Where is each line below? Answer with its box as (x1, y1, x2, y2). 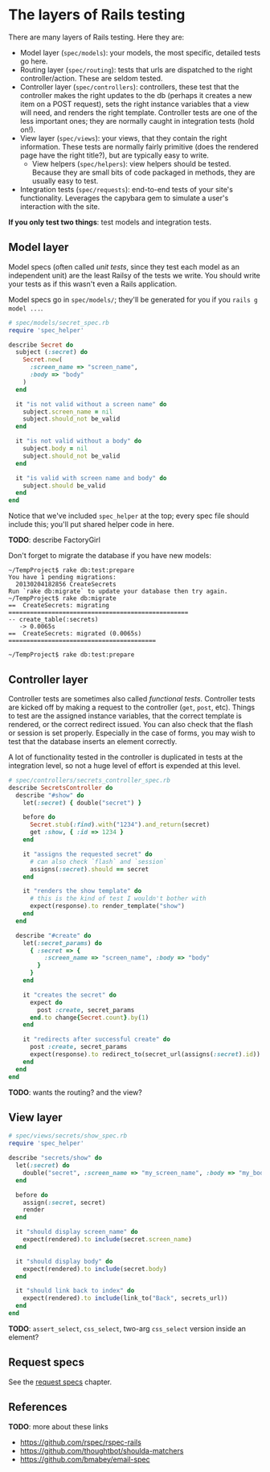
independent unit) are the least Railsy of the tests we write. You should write (8, 270, 261, 280)
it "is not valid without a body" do (15, 437, 142, 446)
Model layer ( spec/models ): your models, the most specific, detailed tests (19, 47, 261, 57)
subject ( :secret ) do (15, 348, 88, 356)
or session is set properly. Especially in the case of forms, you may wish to (8, 728, 256, 738)
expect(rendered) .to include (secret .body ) (22, 1264, 167, 1273)
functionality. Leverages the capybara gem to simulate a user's (19, 193, 229, 203)
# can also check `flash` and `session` (29, 857, 167, 866)
